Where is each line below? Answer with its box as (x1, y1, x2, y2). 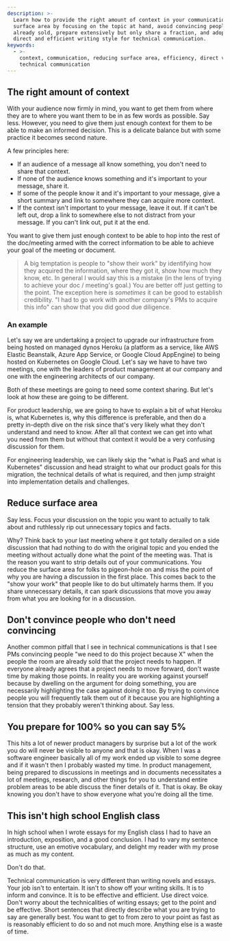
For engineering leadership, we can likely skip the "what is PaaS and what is (7, 455, 222, 464)
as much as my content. (7, 850, 75, 858)
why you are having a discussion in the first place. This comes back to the (7, 573, 216, 581)
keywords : (7, 42, 36, 49)
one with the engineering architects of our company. (7, 372, 155, 380)
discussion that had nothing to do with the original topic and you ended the (7, 543, 219, 551)
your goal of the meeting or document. (7, 246, 116, 254)
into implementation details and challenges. (7, 477, 130, 486)
